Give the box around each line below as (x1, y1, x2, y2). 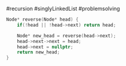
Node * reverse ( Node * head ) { (6, 17, 79, 23)
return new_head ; (17, 49, 60, 55)
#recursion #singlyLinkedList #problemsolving (6, 5, 121, 12)
